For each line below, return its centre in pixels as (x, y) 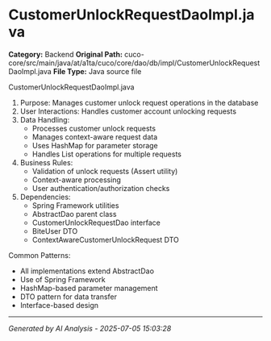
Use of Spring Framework (63, 279)
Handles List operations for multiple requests (107, 154)
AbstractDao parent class (74, 214)
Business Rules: (46, 162)
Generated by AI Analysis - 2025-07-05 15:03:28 (90, 328)
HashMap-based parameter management (89, 288)
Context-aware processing (76, 180)
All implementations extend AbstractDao (87, 271)
